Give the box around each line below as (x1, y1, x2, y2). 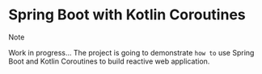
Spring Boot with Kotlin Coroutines (8, 6, 246, 24)
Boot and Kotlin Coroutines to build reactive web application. (8, 56, 210, 66)
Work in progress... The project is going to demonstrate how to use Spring (8, 47, 255, 57)
